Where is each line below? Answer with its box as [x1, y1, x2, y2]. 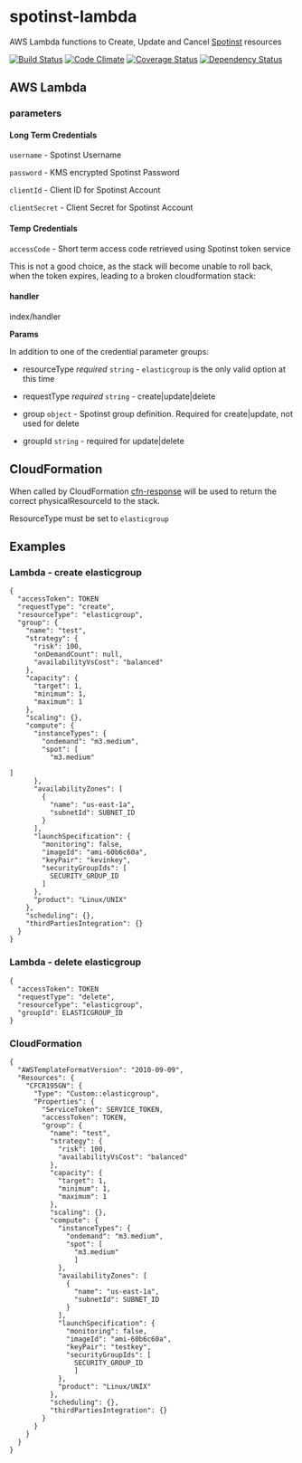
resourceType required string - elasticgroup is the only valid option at [22, 364, 287, 375]
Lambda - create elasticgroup [9, 565, 142, 578]
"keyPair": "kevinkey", [42, 856, 131, 865]
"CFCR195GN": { [25, 1081, 83, 1090]
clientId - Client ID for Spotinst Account [9, 185, 161, 195]
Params [9, 328, 39, 339]
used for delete [22, 418, 80, 429]
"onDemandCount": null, [33, 650, 124, 660]
